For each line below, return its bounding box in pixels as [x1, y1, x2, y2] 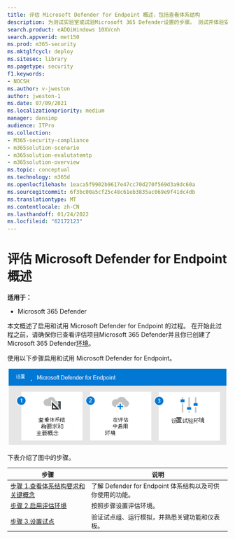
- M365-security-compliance [7, 136, 90, 143]
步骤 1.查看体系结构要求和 [10, 482, 85, 490]
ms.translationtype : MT [7, 196, 77, 203]
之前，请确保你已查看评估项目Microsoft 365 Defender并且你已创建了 [13, 330, 211, 339]
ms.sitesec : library [7, 56, 68, 63]
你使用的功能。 [90, 491, 134, 499]
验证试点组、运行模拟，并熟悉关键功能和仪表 [90, 512, 220, 521]
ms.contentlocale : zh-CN [7, 203, 80, 210]
